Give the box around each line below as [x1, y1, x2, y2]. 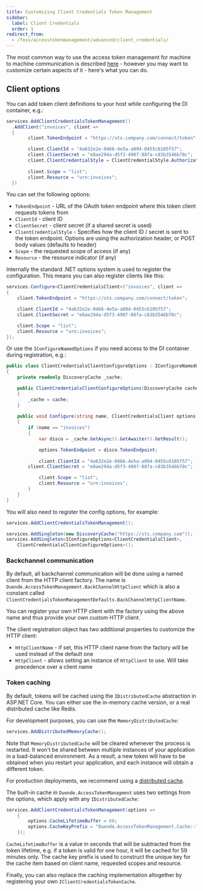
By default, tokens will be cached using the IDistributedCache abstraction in [6, 692, 196, 700]
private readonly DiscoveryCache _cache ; [17, 374, 123, 380]
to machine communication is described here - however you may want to [6, 60, 188, 67]
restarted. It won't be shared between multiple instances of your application [6, 746, 195, 753]
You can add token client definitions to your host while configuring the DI [6, 100, 188, 107]
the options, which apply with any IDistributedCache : [6, 795, 139, 803]
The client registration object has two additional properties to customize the [6, 626, 195, 633]
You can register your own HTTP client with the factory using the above [6, 608, 184, 615]
